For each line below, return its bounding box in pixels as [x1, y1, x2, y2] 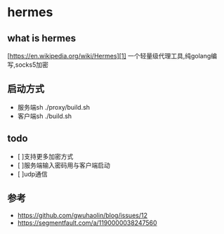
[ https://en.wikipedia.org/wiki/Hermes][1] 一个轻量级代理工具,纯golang [7, 52, 211, 60]
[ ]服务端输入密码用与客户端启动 [17, 161, 110, 169]
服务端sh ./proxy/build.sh [17, 103, 90, 111]
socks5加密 [15, 60, 49, 69]
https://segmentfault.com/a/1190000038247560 [17, 219, 157, 227]
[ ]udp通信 [17, 169, 48, 178]
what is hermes [7, 32, 76, 44]
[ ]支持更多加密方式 [17, 152, 74, 160]
